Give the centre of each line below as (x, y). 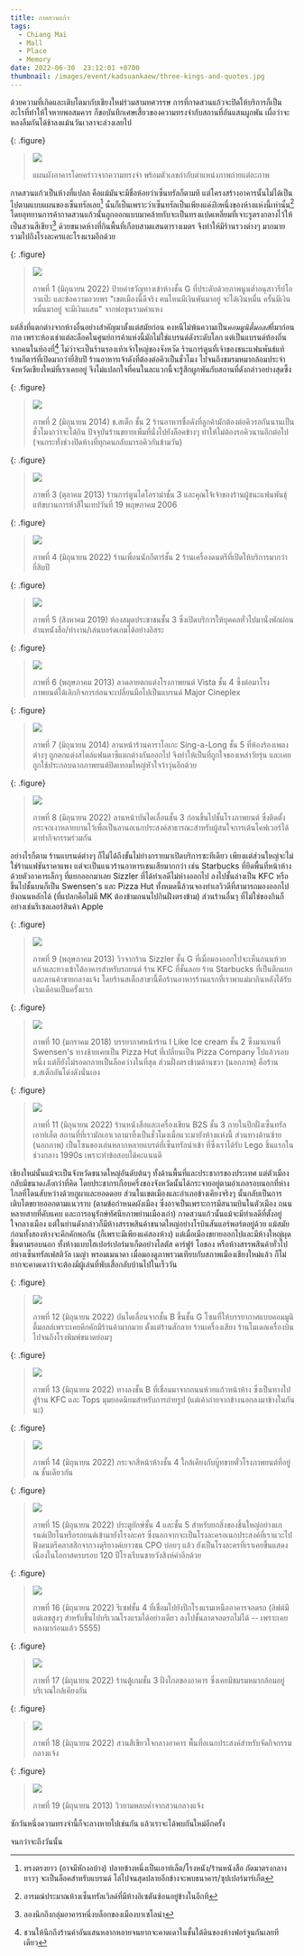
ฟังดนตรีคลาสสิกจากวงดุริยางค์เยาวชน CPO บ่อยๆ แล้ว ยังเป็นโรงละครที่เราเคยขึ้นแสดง (160, 1545)
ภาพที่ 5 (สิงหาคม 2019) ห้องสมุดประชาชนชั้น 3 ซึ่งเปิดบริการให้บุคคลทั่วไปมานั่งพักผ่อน (163, 620)
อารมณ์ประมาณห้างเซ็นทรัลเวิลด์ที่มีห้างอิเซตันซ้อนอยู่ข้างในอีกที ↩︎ (120, 1896)
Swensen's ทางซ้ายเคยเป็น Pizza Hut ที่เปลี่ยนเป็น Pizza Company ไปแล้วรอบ (161, 1051)
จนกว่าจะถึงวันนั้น (37, 1841)
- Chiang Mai (43, 34)
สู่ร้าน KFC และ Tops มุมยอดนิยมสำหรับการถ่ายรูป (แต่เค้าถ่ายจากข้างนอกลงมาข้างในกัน (163, 1400)
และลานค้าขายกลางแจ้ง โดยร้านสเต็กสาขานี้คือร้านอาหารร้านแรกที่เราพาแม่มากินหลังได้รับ (162, 978)
